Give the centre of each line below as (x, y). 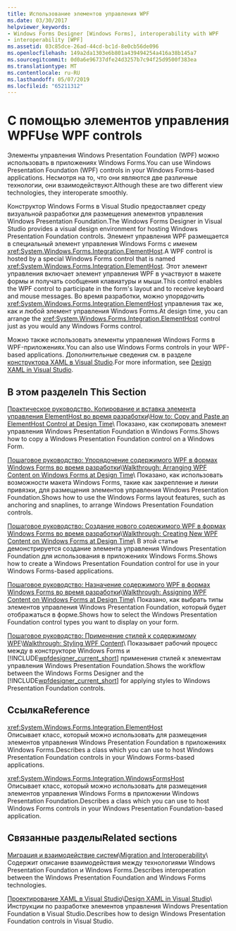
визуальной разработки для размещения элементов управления (105, 214)
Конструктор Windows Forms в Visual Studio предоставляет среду (107, 206)
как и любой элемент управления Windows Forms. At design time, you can (118, 312)
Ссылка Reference (49, 710)
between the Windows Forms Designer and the (76, 673)
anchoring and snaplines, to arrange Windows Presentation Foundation (110, 505)
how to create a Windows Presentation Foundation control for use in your (113, 563)
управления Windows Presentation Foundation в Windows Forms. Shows (113, 431)
